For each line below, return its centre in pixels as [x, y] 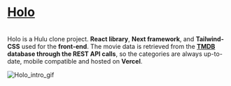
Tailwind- [210, 38]
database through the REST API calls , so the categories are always [105, 54]
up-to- [213, 54]
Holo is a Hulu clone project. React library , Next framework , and [101, 38]
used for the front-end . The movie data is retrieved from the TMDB [118, 46]
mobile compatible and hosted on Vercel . [83, 61]
